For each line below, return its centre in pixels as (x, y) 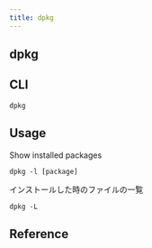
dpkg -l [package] (44, 171)
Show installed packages (56, 155)
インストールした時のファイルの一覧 (76, 189)
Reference (39, 234)
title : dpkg (31, 18)
